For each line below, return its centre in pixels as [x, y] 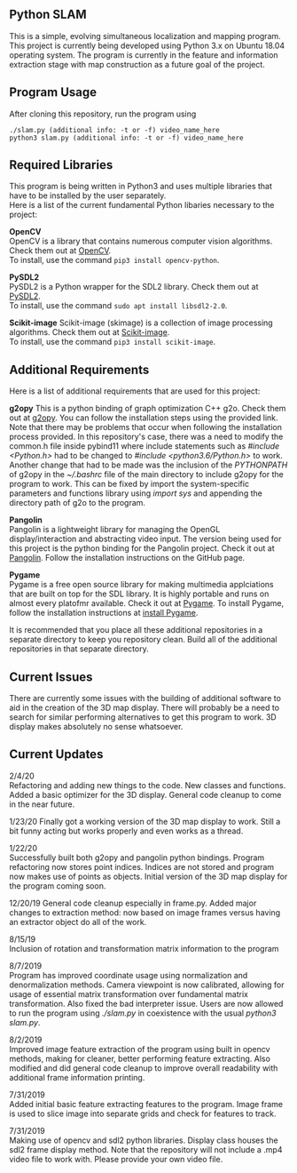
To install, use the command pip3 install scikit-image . [112, 342]
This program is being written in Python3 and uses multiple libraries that [141, 187]
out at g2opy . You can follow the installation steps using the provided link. [144, 418]
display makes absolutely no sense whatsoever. [96, 727]
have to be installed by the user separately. [88, 195]
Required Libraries [61, 165]
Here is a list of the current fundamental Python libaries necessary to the [142, 205]
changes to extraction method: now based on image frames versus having [145, 912]
